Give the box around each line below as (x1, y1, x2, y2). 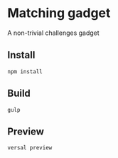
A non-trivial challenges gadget (7, 28, 100, 37)
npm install (7, 68, 43, 75)
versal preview (7, 144, 53, 152)
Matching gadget (7, 5, 111, 21)
